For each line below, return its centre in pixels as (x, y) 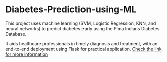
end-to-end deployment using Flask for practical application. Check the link (83, 49)
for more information (27, 54)
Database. (16, 34)
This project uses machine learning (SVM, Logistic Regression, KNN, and (81, 23)
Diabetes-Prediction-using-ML (71, 9)
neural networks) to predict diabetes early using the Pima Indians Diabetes (82, 28)
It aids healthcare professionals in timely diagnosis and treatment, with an (81, 43)
